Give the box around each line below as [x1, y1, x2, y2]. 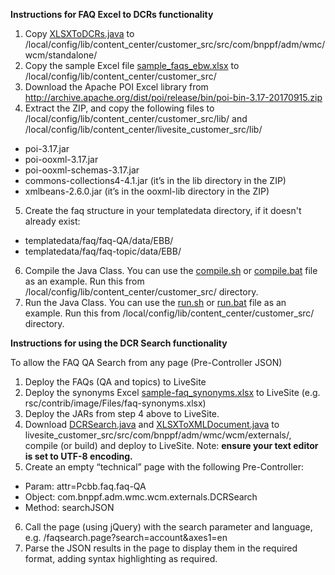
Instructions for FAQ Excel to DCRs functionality [10, 9, 214, 20]
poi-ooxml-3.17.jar [24, 154, 99, 165]
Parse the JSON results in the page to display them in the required [24, 542, 298, 554]
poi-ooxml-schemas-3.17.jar [24, 164, 140, 176]
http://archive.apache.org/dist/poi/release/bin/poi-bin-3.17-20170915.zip [24, 92, 323, 103]
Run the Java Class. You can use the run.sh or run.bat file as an [24, 297, 287, 308]
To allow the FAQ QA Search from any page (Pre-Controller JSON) [10, 357, 283, 368]
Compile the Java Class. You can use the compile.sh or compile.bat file [24, 265, 318, 276]
